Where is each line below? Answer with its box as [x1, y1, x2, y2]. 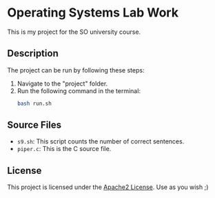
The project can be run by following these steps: [7, 66, 145, 74]
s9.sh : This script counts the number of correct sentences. [17, 137, 185, 146]
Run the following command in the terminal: [17, 86, 141, 95]
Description [7, 48, 59, 59]
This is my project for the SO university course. [7, 28, 141, 36]
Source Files [7, 119, 62, 131]
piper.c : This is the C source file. [17, 145, 112, 153]
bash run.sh [17, 100, 52, 107]
